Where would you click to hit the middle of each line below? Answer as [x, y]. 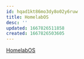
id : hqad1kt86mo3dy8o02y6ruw [42, 12]
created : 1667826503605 [35, 34]
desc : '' [17, 22]
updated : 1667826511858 [35, 28]
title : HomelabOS [28, 17]
